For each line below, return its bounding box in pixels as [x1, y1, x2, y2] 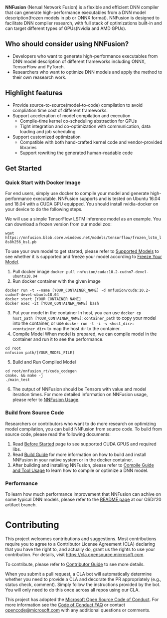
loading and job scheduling [19, 128, 76, 134]
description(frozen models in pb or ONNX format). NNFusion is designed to [5, 15, 160, 20]
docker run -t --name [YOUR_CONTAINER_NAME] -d [5, 288, 106, 293]
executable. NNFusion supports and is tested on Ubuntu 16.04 [33, 196, 161, 202]
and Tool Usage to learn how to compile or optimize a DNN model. [12, 467, 149, 473]
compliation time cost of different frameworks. [12, 107, 108, 113]
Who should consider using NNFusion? [5, 40, 129, 48]
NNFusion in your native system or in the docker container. [12, 456, 133, 463]
